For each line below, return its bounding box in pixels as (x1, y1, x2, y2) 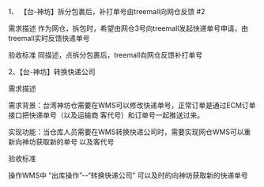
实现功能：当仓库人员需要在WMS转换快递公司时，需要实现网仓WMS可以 (8, 127, 244, 137)
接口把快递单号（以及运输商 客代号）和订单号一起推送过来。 (8, 110, 204, 120)
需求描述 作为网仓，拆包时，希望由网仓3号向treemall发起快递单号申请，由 (8, 24, 249, 33)
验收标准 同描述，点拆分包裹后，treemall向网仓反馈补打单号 (8, 50, 203, 59)
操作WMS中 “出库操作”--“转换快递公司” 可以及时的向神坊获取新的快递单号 (8, 170, 249, 180)
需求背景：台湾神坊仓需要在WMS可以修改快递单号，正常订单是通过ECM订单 (8, 101, 256, 110)
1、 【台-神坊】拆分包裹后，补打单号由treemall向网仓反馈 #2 (8, 7, 206, 16)
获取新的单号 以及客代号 (35, 137, 115, 146)
